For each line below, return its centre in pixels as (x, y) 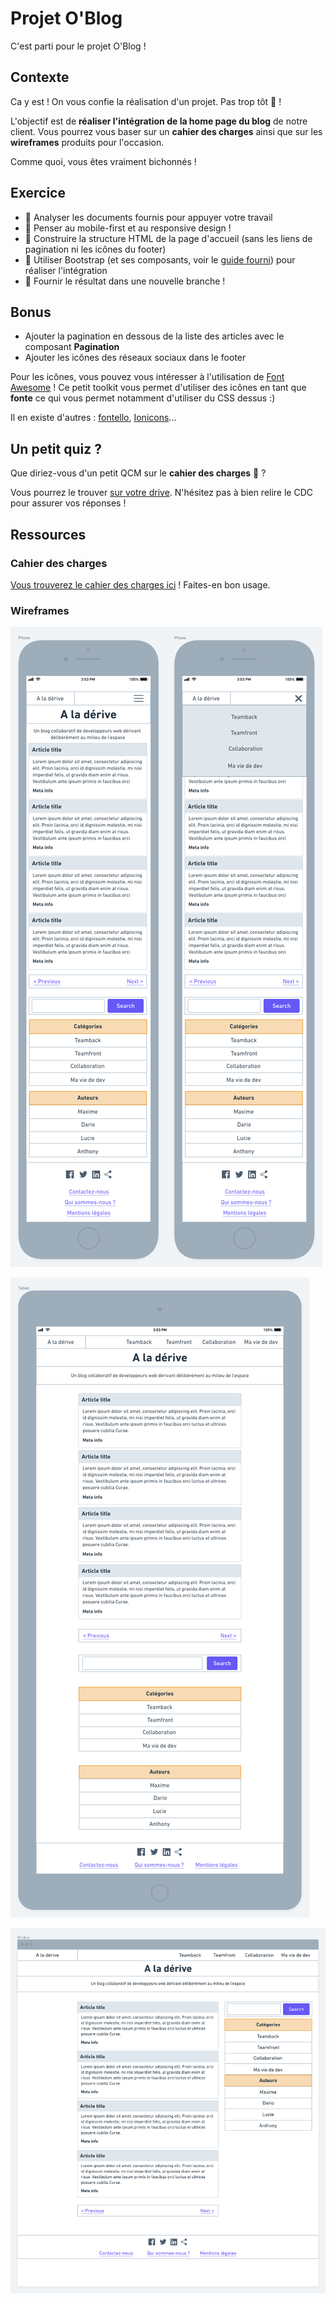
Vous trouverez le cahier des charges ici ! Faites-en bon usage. (140, 584)
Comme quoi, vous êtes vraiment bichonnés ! (103, 161)
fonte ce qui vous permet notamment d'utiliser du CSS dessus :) (143, 398)
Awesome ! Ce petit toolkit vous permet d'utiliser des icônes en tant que (158, 388)
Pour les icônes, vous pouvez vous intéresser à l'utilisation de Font (147, 377)
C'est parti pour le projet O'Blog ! (78, 46)
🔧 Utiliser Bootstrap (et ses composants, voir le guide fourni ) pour (160, 259)
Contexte (40, 77)
